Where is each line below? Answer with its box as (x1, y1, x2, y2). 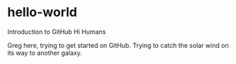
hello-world (7, 4, 78, 20)
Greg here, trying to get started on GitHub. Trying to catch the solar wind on (7, 41, 229, 49)
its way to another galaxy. (7, 49, 83, 57)
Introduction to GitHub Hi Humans (7, 27, 106, 36)
